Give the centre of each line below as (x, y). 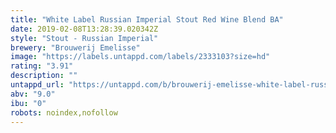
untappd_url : (37, 85)
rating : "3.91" (42, 66)
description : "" (44, 76)
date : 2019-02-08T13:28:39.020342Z (84, 29)
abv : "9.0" (33, 94)
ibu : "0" (28, 103)
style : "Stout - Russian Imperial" (84, 38)
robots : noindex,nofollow (64, 112)
